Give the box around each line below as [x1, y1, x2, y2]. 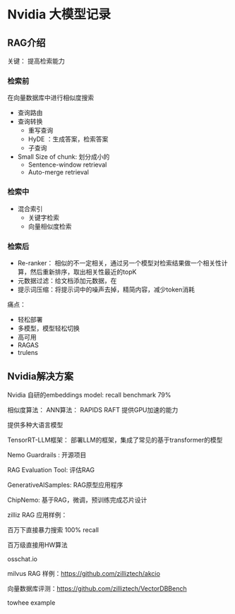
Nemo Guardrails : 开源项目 [7, 450, 87, 459]
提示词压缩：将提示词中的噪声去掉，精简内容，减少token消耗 [17, 285, 195, 294]
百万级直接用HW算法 [7, 541, 68, 549]
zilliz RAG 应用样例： [7, 510, 68, 519]
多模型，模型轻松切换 [17, 324, 80, 332]
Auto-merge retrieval [28, 168, 90, 176]
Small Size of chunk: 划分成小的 [17, 152, 110, 161]
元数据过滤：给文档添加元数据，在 [17, 276, 117, 284]
